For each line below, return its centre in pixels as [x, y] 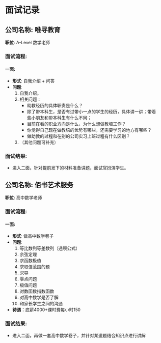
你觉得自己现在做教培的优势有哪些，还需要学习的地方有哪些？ [89, 130]
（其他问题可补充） [39, 143]
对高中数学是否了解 [39, 297]
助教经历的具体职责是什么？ [55, 106]
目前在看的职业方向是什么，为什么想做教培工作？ [76, 124]
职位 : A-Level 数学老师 [28, 43]
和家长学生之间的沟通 [41, 304]
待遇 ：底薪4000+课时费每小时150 [46, 310]
